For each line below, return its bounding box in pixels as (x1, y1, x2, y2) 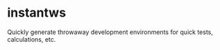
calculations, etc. (7, 35, 56, 43)
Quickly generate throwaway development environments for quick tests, (7, 28, 213, 36)
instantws (7, 5, 67, 21)
